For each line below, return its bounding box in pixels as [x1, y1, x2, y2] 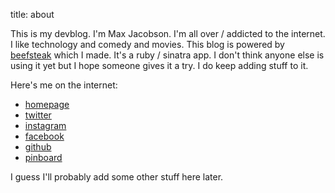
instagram [24, 120, 67, 131]
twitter [24, 109, 52, 121]
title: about [10, 9, 55, 20]
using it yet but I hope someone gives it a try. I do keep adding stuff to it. [10, 60, 309, 71]
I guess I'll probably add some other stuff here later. [10, 171, 224, 183]
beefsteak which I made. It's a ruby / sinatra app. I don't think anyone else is [10, 49, 325, 61]
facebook [24, 130, 65, 142]
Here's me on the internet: [10, 79, 118, 91]
